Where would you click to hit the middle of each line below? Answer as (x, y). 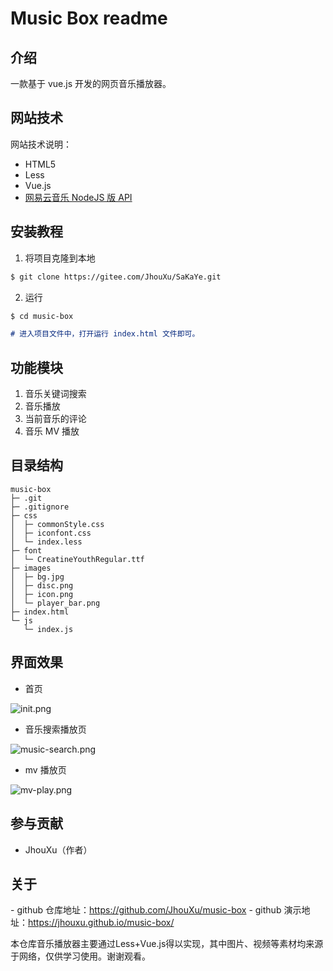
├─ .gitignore (40, 507)
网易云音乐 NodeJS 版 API (78, 197)
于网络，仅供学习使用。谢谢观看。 (80, 956)
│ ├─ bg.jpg (37, 577)
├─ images (31, 568)
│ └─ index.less (46, 542)
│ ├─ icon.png (42, 594)
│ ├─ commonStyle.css (57, 524)
